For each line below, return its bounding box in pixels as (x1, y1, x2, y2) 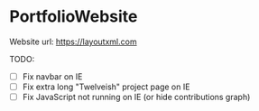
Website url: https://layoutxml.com (9, 36, 137, 47)
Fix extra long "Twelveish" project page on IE (22, 81, 190, 92)
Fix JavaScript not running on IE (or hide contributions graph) (22, 92, 251, 103)
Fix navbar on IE (22, 70, 83, 82)
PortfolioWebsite (9, 6, 138, 27)
